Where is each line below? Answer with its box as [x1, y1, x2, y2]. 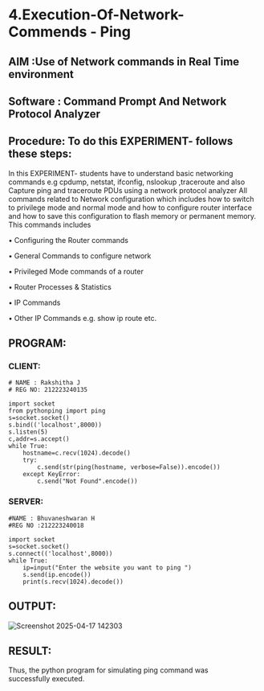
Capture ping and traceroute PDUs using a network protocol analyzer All [8, 185, 247, 195]
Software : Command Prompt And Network [8, 94, 227, 108]
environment [8, 67, 74, 81]
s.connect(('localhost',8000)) [8, 549, 113, 557]
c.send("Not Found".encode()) [37, 477, 138, 486]
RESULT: [8, 644, 52, 657]
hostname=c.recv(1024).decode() [22, 449, 131, 458]
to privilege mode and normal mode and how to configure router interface [8, 203, 253, 212]
